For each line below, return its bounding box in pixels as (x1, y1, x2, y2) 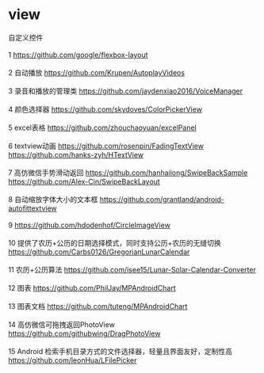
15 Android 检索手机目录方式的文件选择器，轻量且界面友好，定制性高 (8, 346, 232, 356)
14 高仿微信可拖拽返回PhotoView (8, 319, 115, 329)
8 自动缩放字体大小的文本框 (8, 194, 98, 204)
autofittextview (8, 204, 57, 213)
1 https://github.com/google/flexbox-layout (8, 50, 148, 59)
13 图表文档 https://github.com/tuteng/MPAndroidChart (8, 301, 188, 310)
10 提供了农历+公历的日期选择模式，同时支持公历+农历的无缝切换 (8, 238, 221, 247)
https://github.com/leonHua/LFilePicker (8, 355, 137, 365)
